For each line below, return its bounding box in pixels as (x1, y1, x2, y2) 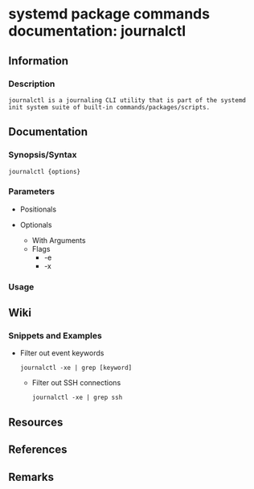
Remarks (8, 470, 55, 483)
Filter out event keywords (19, 348, 104, 358)
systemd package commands (8, 5, 211, 23)
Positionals (19, 204, 57, 214)
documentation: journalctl (8, 22, 186, 40)
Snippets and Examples (8, 331, 102, 342)
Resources (8, 415, 63, 429)
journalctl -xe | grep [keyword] (19, 364, 133, 372)
